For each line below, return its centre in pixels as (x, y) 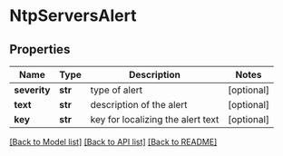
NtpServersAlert (73, 16)
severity (32, 90)
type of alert (117, 90)
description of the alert (139, 105)
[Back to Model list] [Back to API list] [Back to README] (113, 142)
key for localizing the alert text (155, 119)
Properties (40, 49)
